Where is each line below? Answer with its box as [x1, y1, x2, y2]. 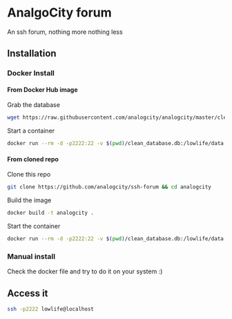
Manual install [7, 251, 56, 261]
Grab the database [7, 101, 61, 109]
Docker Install [7, 68, 55, 78]
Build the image [7, 196, 52, 204]
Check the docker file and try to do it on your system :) [7, 267, 163, 275]
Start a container [7, 126, 55, 135]
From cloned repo [7, 155, 59, 163]
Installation [7, 48, 57, 59]
